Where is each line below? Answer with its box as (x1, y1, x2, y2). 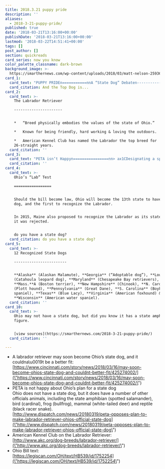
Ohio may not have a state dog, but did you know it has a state (14, 314, 151, 319)
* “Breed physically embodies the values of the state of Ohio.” (14, 121, 155, 126)
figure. (14, 318, 29, 323)
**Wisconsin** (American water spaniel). (14, 295, 100, 300)
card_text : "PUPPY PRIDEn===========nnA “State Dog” (9, 80, 120, 85)
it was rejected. (14, 219, 50, 224)
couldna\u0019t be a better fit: (12, 359, 74, 365)
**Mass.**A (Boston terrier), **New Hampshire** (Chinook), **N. (14, 282, 151, 287)
